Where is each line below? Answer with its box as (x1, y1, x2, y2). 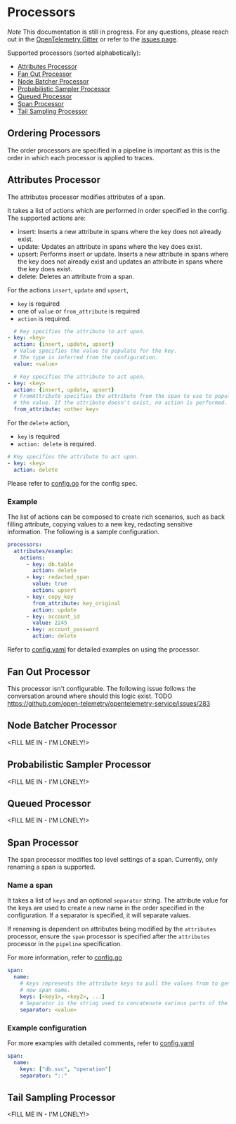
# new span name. (20, 987, 71, 994)
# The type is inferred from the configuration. (13, 354, 159, 361)
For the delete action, (7, 419, 70, 427)
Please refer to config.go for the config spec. (7, 479, 138, 487)
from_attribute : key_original (32, 600, 121, 607)
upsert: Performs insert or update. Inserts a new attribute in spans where (17, 250, 229, 258)
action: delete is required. (17, 440, 96, 448)
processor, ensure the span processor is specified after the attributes (7, 932, 211, 941)
